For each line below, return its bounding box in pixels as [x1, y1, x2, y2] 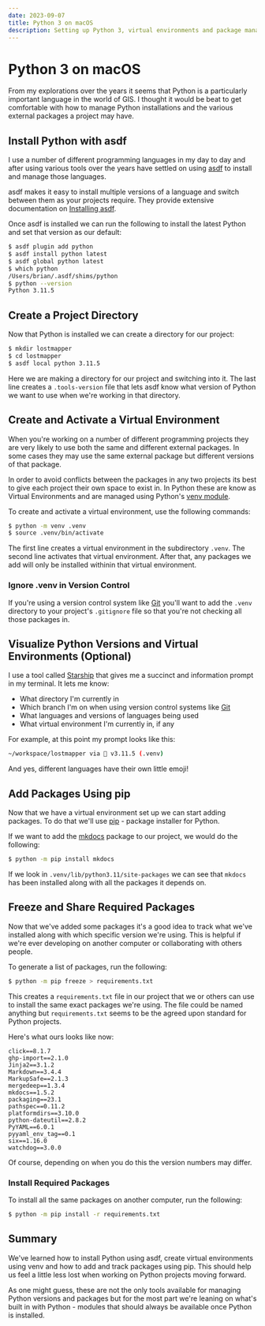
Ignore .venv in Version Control [8, 580, 130, 591]
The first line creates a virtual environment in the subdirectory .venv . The [8, 543, 245, 553]
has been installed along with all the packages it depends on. [8, 877, 207, 887]
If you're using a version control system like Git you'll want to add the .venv [8, 598, 252, 607]
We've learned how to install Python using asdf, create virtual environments [8, 1253, 254, 1262]
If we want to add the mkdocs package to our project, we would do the [8, 832, 238, 841]
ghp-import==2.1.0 [8, 1054, 69, 1062]
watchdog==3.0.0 [8, 1144, 62, 1152]
